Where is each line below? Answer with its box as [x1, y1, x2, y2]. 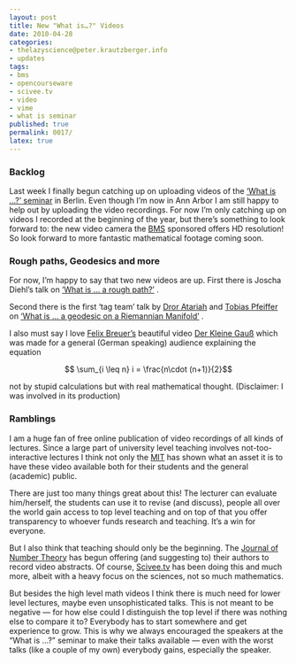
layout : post [9, 12, 57, 22]
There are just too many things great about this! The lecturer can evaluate [9, 488, 277, 498]
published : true [9, 120, 69, 129]
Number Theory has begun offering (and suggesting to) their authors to [9, 552, 269, 562]
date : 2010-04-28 [9, 29, 73, 38]
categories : [9, 37, 53, 47]
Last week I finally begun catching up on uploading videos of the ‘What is [9, 186, 277, 197]
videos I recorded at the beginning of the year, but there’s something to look [9, 214, 285, 225]
